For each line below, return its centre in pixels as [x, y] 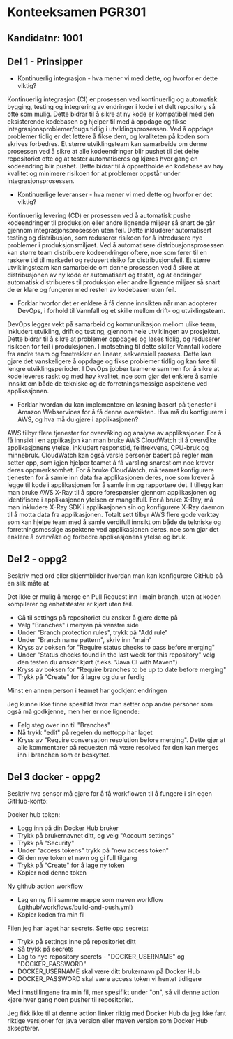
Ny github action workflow [45, 886]
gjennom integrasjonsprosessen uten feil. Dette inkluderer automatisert [109, 231]
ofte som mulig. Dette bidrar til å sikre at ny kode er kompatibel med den [111, 114]
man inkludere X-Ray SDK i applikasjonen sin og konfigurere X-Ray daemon [116, 507]
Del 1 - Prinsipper [45, 61]
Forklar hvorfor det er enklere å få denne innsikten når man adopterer [117, 303]
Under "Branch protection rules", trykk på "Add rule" [93, 632]
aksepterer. [23, 1029]
